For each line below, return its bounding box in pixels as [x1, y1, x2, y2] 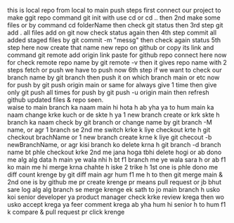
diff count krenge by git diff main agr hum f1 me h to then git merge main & [7, 170, 223, 179]
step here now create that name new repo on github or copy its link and [7, 44, 214, 51]
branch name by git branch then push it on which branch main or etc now [7, 73, 220, 82]
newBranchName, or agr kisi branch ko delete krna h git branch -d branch [7, 141, 221, 148]
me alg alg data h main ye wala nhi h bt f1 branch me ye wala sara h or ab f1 [7, 155, 226, 164]
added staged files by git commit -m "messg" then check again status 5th [7, 36, 221, 44]
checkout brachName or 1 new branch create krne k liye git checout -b [7, 133, 212, 141]
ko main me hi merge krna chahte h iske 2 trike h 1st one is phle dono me [7, 163, 219, 171]
